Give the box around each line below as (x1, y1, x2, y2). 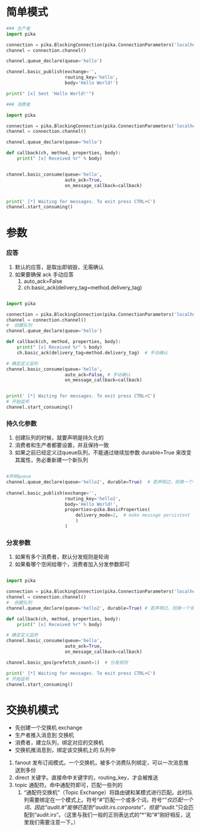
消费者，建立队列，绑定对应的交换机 (14, 739, 104, 746)
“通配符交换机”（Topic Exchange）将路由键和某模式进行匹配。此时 (23, 789, 188, 796)
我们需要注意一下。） (29, 818, 79, 826)
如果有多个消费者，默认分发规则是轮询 (14, 553, 109, 561)
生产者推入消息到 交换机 (14, 732, 74, 739)
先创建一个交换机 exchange (14, 724, 83, 732)
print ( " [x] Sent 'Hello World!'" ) (6, 91, 95, 97)
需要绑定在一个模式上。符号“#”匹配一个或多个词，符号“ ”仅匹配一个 (29, 796, 193, 804)
